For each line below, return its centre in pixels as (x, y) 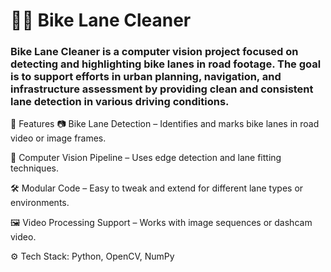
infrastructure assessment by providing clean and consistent (162, 89)
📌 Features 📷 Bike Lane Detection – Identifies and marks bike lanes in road (165, 124)
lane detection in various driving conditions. (120, 102)
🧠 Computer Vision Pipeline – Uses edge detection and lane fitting (146, 158)
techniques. (34, 168)
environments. (40, 203)
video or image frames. (58, 138)
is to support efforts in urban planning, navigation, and (146, 77)
